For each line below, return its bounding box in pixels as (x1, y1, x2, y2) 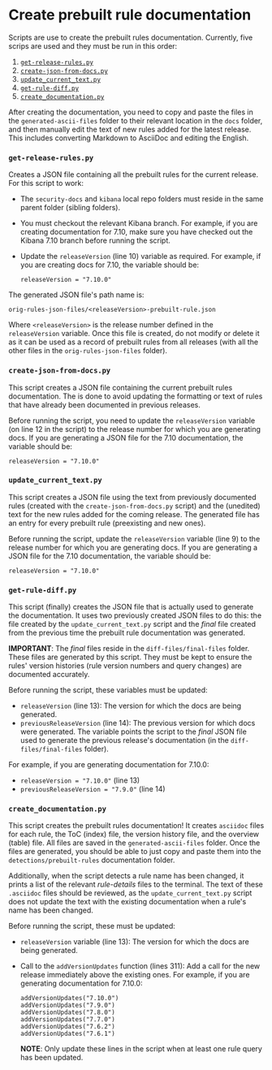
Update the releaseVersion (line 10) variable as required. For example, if (19, 252, 261, 261)
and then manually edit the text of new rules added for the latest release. (8, 124, 252, 134)
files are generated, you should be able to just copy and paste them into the (8, 847, 261, 856)
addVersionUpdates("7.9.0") (19, 1001, 115, 1010)
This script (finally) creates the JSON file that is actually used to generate (8, 602, 254, 612)
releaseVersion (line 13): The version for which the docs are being (19, 701, 242, 711)
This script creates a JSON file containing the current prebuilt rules (8, 382, 233, 392)
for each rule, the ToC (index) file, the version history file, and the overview (8, 830, 260, 839)
